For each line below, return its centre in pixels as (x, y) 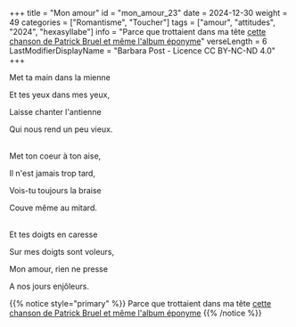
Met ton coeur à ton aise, (55, 156)
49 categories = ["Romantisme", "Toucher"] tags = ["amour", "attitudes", (143, 22)
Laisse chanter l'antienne (55, 112)
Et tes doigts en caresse (53, 234)
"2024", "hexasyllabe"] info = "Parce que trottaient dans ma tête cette (138, 32)
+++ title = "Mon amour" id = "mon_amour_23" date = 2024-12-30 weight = (148, 13)
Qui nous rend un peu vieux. (61, 129)
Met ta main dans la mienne (60, 78)
